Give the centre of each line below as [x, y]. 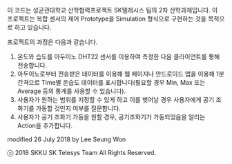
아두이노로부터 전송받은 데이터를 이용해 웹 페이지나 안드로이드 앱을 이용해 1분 [120, 74]
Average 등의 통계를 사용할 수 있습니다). [71, 91]
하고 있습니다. [33, 27]
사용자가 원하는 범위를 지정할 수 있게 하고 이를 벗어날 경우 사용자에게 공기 [116, 100]
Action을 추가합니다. [45, 125]
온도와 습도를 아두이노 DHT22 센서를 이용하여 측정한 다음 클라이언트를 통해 [118, 57]
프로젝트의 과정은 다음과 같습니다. [52, 42]
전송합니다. [32, 65]
